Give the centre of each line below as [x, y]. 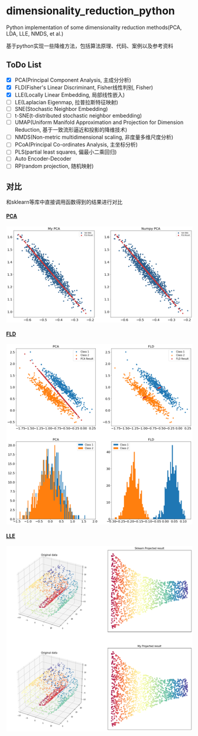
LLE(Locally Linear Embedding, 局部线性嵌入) [70, 95]
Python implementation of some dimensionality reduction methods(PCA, [94, 27]
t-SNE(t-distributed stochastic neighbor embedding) [78, 116]
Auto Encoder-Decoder [43, 159]
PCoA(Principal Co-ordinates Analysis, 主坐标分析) [76, 145]
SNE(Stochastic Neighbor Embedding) [61, 109]
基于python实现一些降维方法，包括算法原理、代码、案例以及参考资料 [90, 46]
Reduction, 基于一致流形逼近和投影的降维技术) [71, 130]
